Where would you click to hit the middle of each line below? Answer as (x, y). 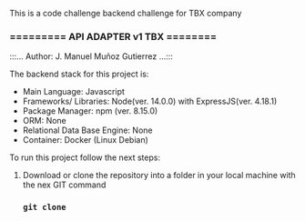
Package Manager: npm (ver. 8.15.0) (90, 111)
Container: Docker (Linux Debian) (85, 140)
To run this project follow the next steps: (85, 157)
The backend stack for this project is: (79, 74)
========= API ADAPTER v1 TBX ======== (113, 36)
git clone (44, 207)
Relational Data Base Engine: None (87, 130)
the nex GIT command (64, 185)
